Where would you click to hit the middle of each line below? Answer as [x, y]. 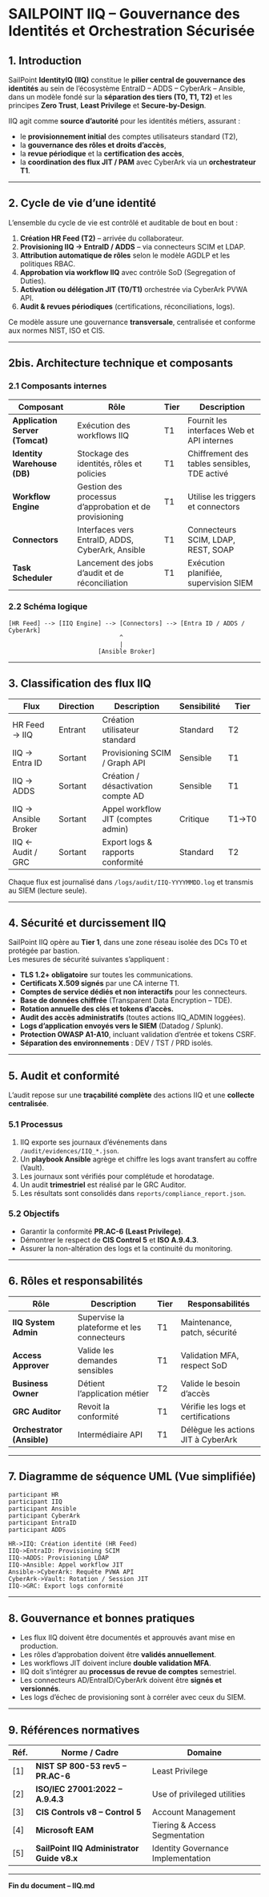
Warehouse [35, 464]
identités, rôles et [110, 464]
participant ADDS [37, 1530]
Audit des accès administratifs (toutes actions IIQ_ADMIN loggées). [132, 1017]
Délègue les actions [218, 1429]
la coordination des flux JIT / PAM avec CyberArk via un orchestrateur [138, 162]
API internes [211, 440]
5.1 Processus [36, 1125]
